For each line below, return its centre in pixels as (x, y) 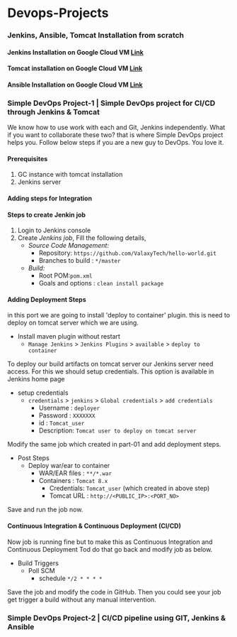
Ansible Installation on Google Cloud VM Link (75, 85)
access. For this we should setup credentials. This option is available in (111, 371)
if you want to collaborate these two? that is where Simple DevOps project (115, 135)
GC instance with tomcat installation (70, 175)
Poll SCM (41, 570)
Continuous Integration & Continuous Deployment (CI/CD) (94, 526)
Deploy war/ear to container (69, 466)
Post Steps (33, 458)
